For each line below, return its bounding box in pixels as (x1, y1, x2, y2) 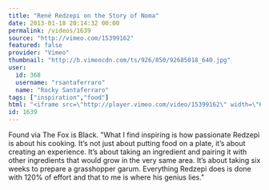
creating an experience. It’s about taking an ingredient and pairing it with (8, 147, 247, 156)
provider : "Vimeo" (8, 49, 70, 57)
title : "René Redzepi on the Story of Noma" (8, 11, 159, 20)
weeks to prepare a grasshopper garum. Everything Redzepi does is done (8, 164, 251, 173)
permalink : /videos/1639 (8, 26, 91, 34)
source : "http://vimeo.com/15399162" (8, 34, 134, 42)
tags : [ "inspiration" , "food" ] (8, 93, 110, 101)
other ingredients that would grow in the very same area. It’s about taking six (8, 156, 261, 164)
